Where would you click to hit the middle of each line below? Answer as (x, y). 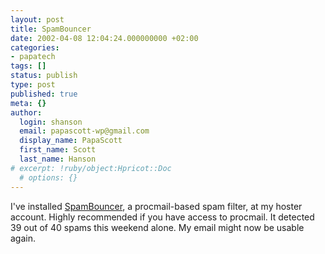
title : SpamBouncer (51, 29)
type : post (33, 85)
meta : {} (28, 103)
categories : (35, 47)
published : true (44, 94)
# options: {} (48, 177)
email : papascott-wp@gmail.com (84, 131)
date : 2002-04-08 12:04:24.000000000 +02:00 (104, 38)
